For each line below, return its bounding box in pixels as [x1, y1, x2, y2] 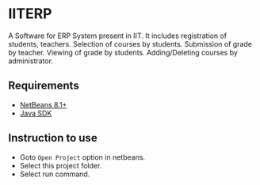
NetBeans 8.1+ [19, 100, 67, 109]
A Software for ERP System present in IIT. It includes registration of [8, 31, 227, 40]
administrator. [8, 56, 54, 66]
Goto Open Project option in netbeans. [19, 152, 145, 162]
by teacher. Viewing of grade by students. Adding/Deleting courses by [8, 47, 238, 57]
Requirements [8, 79, 79, 92]
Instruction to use [8, 131, 97, 145]
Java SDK [19, 108, 52, 118]
